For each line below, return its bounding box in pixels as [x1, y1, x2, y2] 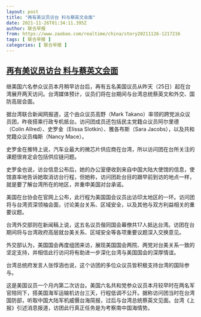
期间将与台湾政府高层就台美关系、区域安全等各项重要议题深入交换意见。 [6, 228, 184, 236]
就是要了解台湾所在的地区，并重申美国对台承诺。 [6, 181, 127, 188]
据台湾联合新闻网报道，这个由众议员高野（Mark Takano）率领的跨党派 [6, 110, 180, 117]
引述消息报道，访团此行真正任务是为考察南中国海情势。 [16, 304, 153, 311]
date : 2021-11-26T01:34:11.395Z [6, 20, 87, 26]
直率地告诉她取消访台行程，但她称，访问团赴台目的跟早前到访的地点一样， [11, 173, 195, 180]
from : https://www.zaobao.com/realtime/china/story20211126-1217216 [6, 31, 181, 37]
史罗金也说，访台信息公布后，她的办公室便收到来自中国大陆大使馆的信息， [6, 166, 190, 173]
